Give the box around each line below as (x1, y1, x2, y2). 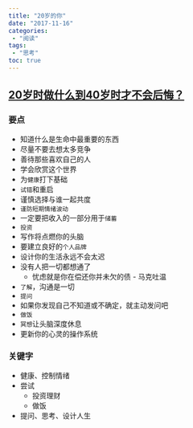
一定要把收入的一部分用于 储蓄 (19, 213, 117, 222)
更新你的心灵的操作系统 (19, 328, 98, 338)
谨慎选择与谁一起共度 (19, 194, 91, 204)
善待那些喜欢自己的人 (19, 154, 91, 164)
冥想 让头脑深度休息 (19, 319, 82, 328)
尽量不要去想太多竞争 (19, 144, 91, 153)
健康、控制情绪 (19, 370, 70, 380)
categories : (8, 26, 48, 35)
